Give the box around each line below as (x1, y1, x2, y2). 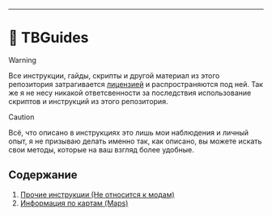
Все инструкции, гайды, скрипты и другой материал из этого (8, 70, 220, 81)
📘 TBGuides (8, 29, 89, 47)
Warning (8, 55, 36, 64)
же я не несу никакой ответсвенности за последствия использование (8, 88, 252, 98)
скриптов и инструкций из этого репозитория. (8, 96, 168, 106)
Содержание (8, 168, 79, 182)
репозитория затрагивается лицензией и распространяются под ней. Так (8, 79, 264, 89)
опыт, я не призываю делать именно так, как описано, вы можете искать (8, 136, 262, 146)
